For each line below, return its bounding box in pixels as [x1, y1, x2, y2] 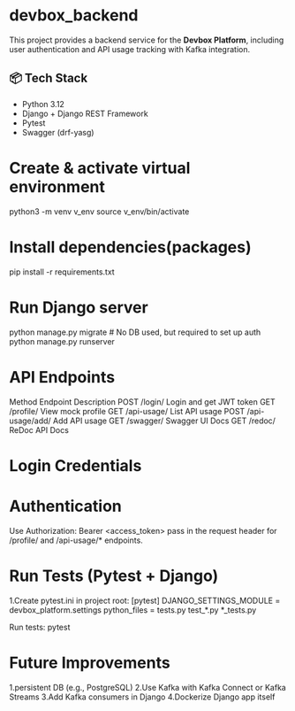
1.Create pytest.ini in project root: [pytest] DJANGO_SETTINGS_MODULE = [9, 595, 281, 606]
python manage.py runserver [9, 336, 115, 346]
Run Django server [9, 298, 148, 317]
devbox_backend [9, 5, 139, 26]
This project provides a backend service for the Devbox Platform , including [9, 35, 284, 45]
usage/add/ [9, 415, 51, 426]
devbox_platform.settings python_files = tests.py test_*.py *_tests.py [9, 604, 257, 615]
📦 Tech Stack [9, 71, 88, 86]
